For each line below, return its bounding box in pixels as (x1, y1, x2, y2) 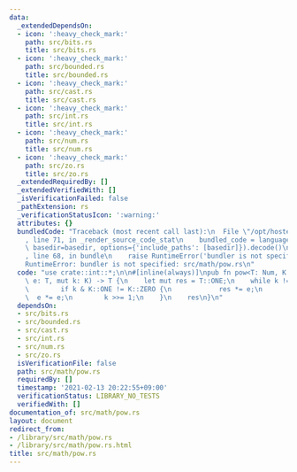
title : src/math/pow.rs (9, 449, 97, 459)
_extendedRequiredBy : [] (17, 178, 109, 187)
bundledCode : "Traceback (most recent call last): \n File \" (17, 227, 251, 236)
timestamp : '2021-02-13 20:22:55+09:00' (17, 383, 168, 392)
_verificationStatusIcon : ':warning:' (17, 210, 161, 220)
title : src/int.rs (25, 120, 93, 129)
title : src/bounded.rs (25, 71, 109, 80)
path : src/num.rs (25, 136, 89, 145)
